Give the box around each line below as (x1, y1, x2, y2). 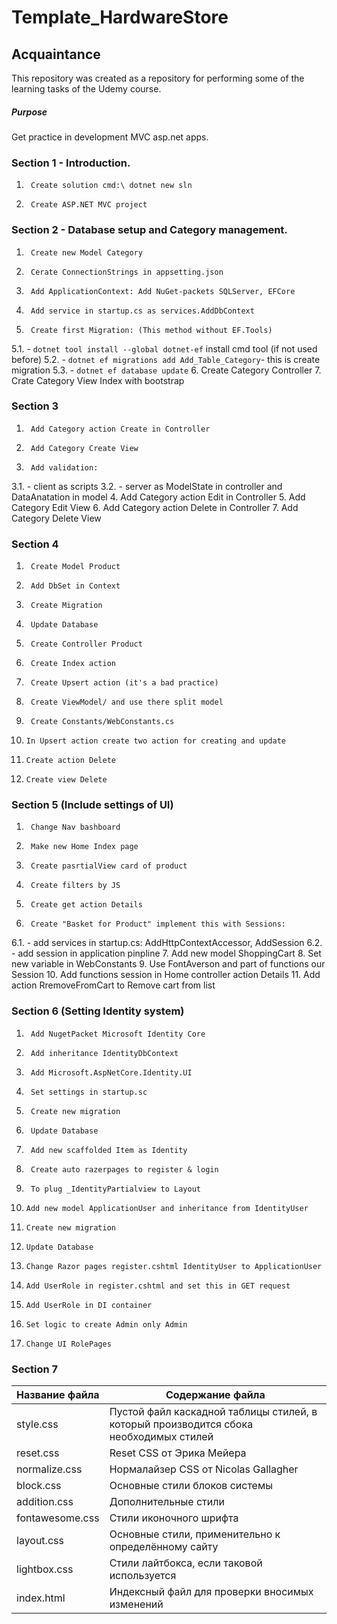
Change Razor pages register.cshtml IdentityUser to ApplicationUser (25, 1261, 323, 1271)
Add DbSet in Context (30, 581, 121, 591)
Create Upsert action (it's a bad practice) (30, 678, 219, 688)
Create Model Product (30, 562, 121, 572)
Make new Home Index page (30, 842, 139, 852)
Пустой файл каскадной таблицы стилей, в (109, 1405, 318, 1419)
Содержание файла (165, 1388, 266, 1402)
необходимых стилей (109, 1430, 214, 1444)
